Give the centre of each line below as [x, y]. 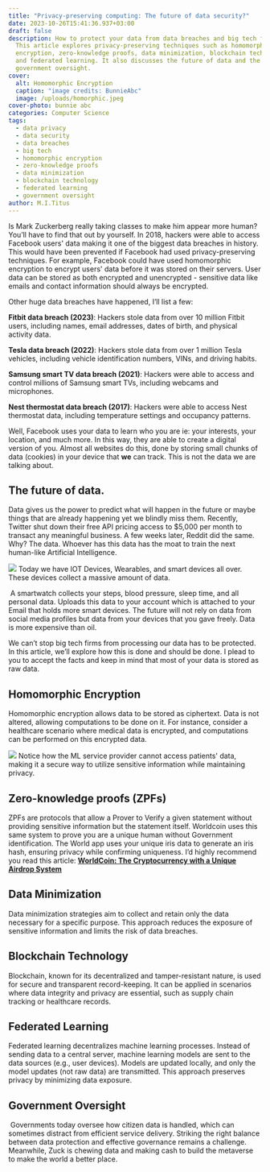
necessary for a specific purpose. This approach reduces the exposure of [131, 922]
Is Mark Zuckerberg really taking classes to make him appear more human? [133, 226]
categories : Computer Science [59, 114]
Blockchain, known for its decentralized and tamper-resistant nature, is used [135, 975]
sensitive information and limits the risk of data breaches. [103, 930]
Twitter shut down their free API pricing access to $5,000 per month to [125, 527]
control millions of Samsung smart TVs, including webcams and [114, 383]
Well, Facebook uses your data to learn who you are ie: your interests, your [132, 431]
